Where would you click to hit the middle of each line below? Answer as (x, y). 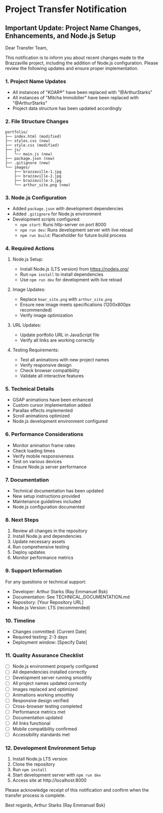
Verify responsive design (46, 365)
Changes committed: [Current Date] (49, 632)
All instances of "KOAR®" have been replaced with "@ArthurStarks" (83, 92)
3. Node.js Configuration (36, 198)
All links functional (31, 723)
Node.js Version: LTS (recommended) (51, 607)
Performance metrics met (39, 712)
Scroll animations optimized (41, 416)
